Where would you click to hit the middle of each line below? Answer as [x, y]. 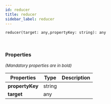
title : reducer [21, 14]
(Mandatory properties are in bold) [38, 65]
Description [76, 78]
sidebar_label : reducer [30, 19]
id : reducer [17, 10]
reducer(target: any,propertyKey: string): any [56, 33]
